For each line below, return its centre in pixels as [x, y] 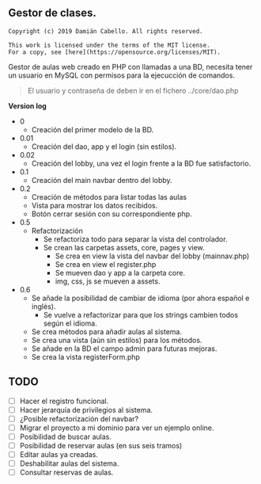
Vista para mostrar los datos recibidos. [95, 205]
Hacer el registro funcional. [64, 401]
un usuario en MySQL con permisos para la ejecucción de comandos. [122, 75]
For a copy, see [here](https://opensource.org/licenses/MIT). [115, 52]
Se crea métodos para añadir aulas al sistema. [107, 331]
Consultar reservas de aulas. [66, 473]
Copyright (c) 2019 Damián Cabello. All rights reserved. [106, 31]
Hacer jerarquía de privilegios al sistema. [86, 410]
